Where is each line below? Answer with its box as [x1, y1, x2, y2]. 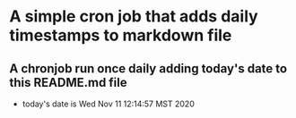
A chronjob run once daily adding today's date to [9, 61, 288, 76]
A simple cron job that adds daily [9, 6, 258, 27]
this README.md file [9, 74, 127, 90]
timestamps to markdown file [9, 25, 232, 46]
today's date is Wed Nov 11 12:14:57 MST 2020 [22, 98, 195, 109]
